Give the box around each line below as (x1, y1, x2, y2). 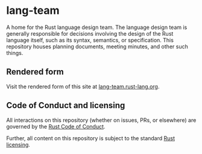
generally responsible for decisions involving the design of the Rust (6, 30, 174, 37)
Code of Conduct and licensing (6, 100, 125, 111)
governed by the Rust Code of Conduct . (6, 123, 106, 130)
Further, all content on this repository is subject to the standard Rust (6, 134, 175, 142)
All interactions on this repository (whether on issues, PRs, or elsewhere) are (6, 116, 197, 124)
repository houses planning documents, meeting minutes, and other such (6, 43, 188, 50)
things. (6, 49, 24, 56)
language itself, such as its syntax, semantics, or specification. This (6, 36, 174, 43)
